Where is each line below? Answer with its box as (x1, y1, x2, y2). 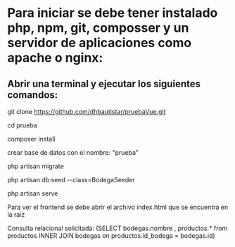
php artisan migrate (7, 162, 65, 170)
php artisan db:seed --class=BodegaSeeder (7, 176, 135, 184)
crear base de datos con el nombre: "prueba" (7, 148, 139, 156)
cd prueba (7, 121, 37, 129)
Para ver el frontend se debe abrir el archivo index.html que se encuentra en (7, 203, 229, 211)
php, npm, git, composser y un (7, 20, 189, 36)
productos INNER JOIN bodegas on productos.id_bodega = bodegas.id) (7, 232, 216, 240)
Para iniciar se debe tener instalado (7, 5, 218, 21)
